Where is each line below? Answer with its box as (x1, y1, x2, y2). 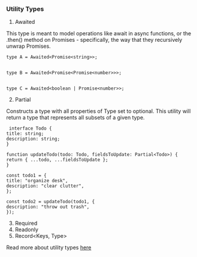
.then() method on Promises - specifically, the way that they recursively (6, 36, 183, 44)
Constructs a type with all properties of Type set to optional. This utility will (6, 108, 191, 115)
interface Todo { (8, 126, 52, 131)
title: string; (6, 131, 44, 137)
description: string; (6, 136, 60, 142)
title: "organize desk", (6, 178, 68, 184)
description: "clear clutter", (6, 183, 84, 189)
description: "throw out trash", (6, 204, 90, 210)
